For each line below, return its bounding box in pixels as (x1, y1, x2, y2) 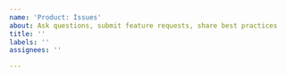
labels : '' (9, 37, 50, 47)
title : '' (9, 29, 46, 38)
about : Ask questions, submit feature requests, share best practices (9, 21, 278, 30)
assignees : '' (9, 46, 63, 55)
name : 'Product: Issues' (9, 12, 102, 22)
